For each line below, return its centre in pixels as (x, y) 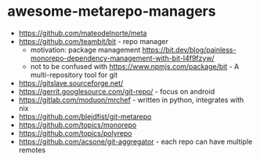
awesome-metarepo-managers (112, 11)
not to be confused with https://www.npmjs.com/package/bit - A (135, 66)
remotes (32, 150)
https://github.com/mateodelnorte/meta (83, 33)
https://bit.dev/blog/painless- (189, 49)
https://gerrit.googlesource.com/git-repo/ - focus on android (117, 91)
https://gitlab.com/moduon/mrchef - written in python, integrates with (131, 100)
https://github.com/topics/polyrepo (75, 133)
